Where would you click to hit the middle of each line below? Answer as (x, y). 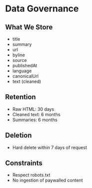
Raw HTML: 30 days (33, 109)
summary (22, 44)
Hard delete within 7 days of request (49, 147)
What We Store (29, 27)
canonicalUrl (25, 76)
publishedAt (25, 66)
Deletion (19, 135)
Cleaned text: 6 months (36, 114)
